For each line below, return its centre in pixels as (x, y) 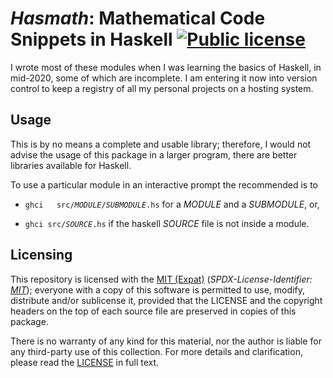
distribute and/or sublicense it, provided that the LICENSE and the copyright (166, 300)
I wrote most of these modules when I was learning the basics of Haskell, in (166, 67)
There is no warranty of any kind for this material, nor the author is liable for (166, 341)
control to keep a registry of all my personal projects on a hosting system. (162, 88)
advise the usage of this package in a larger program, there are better (154, 154)
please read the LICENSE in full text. (85, 362)
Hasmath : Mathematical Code (138, 18)
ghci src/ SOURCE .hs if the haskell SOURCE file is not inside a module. (167, 223)
